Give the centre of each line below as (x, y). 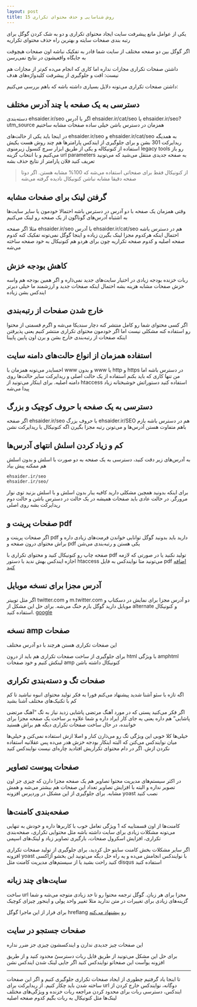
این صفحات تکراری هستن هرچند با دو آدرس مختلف (62, 645)
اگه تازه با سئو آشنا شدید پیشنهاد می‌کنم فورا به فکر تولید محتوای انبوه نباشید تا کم (95, 695)
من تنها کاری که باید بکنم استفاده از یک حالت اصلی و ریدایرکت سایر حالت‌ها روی (93, 376)
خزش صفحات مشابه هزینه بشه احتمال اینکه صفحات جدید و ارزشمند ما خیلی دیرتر (96, 286)
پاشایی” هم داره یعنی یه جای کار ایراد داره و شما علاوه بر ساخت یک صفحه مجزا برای (98, 719)
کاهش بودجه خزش (37, 266)
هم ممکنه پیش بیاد (27, 466)
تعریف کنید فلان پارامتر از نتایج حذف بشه (51, 161)
